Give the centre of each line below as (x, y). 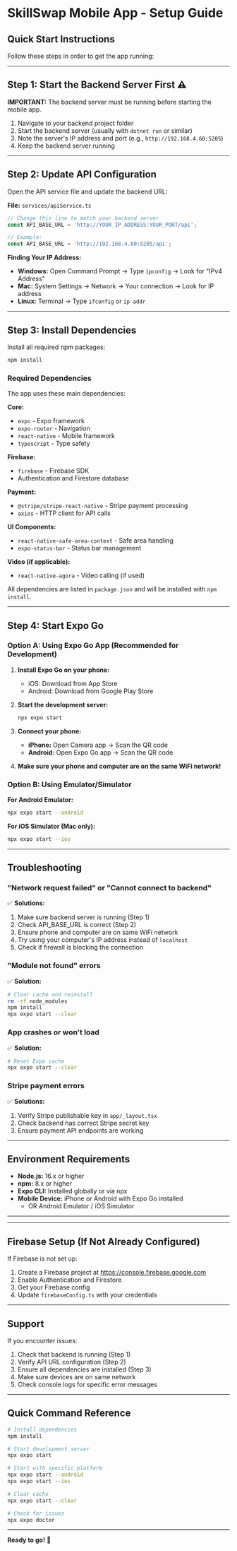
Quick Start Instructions (61, 39)
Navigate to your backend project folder (75, 123)
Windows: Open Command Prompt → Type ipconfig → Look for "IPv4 (120, 271)
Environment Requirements (69, 1159)
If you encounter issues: (42, 1340)
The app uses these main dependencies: (66, 394)
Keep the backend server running (66, 146)
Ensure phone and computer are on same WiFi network (98, 932)
